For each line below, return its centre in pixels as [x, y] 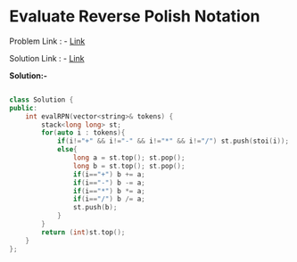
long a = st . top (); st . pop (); [129, 158]
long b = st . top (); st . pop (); [129, 166]
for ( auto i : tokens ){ [83, 133]
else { [67, 150]
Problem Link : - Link [47, 41]
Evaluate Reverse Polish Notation [135, 16]
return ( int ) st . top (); [83, 232]
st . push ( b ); [95, 208]
